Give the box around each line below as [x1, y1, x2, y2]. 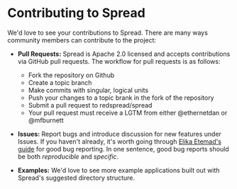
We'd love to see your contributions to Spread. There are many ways [7, 28, 208, 37]
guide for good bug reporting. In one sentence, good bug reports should [17, 144, 229, 153]
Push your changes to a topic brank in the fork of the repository [28, 93, 214, 102]
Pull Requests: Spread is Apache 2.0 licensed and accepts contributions [17, 50, 231, 58]
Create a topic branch [28, 78, 92, 86]
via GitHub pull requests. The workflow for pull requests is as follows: [17, 57, 221, 65]
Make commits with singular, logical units [28, 86, 149, 94]
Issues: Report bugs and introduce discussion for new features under [17, 130, 222, 138]
